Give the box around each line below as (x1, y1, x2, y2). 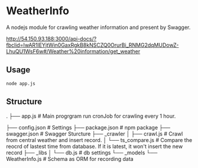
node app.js (6, 80, 35, 86)
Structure (6, 96, 43, 107)
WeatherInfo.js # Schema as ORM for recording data (6, 155, 134, 162)
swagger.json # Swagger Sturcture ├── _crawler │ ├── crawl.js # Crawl (6, 130, 183, 137)
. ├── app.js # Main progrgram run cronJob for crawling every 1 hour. (6, 112, 176, 119)
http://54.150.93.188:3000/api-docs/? (6, 35, 97, 42)
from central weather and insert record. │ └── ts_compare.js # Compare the (6, 136, 193, 143)
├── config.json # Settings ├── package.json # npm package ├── (6, 124, 170, 131)
